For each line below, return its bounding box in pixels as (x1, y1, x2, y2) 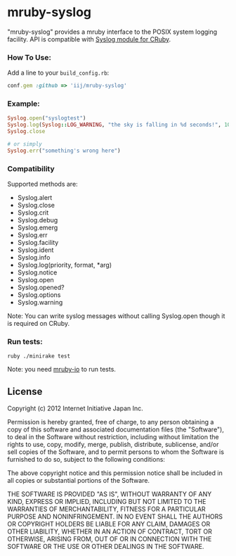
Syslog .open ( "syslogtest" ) (7, 115, 86, 122)
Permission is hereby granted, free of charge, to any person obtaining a (7, 418, 214, 427)
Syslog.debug (17, 216, 58, 225)
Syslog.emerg (17, 223, 58, 232)
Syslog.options (17, 291, 61, 299)
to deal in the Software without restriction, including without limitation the (7, 433, 219, 441)
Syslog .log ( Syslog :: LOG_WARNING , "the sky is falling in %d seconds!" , (7, 121, 221, 129)
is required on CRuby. (7, 320, 70, 328)
